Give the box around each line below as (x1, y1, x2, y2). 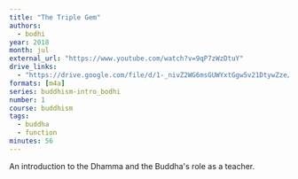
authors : (9, 21, 42, 30)
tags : (9, 112, 29, 121)
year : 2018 (9, 37, 50, 47)
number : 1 (9, 95, 46, 105)
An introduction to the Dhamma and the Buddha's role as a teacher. (9, 160, 255, 171)
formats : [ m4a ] (9, 79, 66, 88)
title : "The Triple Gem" (9, 12, 101, 22)
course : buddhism (9, 104, 74, 113)
